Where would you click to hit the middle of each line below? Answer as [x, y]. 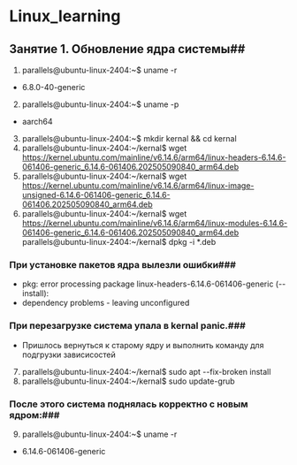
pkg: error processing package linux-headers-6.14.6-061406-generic [148, 284]
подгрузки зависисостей [69, 354]
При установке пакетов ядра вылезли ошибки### [123, 264]
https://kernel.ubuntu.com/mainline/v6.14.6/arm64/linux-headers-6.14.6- [154, 157]
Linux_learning [65, 16]
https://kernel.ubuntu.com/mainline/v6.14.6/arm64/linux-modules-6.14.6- [155, 223]
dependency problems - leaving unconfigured [106, 303]
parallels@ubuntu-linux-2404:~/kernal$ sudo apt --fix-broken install [146, 371]
